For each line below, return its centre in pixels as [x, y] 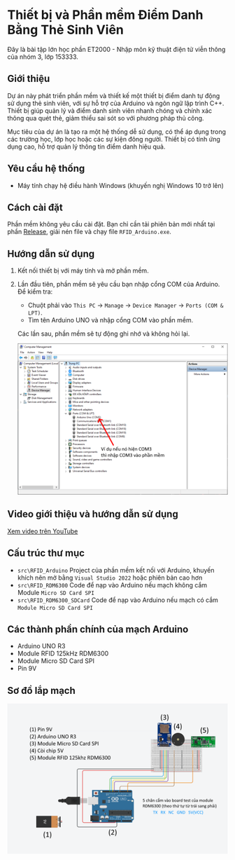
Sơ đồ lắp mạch [41, 690]
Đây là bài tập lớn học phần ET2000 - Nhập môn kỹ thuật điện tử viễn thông [116, 49]
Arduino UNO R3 [41, 646]
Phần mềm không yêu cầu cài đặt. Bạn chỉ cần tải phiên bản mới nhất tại [111, 224]
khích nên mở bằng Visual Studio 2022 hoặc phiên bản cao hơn [110, 578]
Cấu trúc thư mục [46, 553]
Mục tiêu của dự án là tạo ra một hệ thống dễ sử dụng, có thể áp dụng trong [116, 131]
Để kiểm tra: [35, 292]
